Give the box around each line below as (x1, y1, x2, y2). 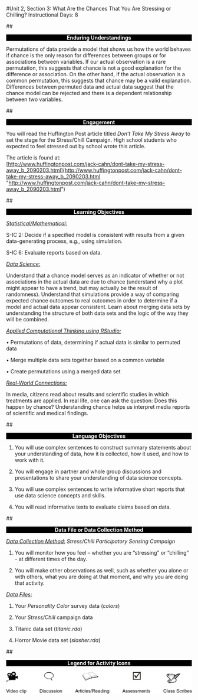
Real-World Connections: (6, 379, 67, 386)
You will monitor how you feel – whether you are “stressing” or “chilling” (14, 549, 189, 556)
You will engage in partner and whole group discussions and (14, 468, 162, 475)
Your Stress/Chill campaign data (14, 614, 93, 621)
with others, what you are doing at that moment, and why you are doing (14, 573, 189, 580)
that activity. (14, 579, 45, 587)
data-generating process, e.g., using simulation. (6, 237, 123, 245)
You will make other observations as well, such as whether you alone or (14, 567, 189, 574)
